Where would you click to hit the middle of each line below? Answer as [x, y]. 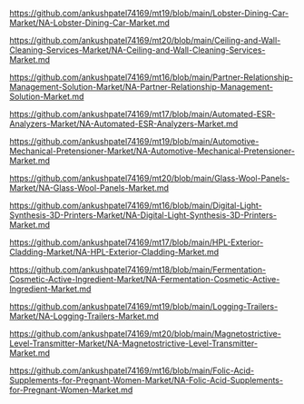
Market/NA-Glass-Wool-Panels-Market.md [89, 188]
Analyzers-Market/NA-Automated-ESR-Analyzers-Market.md [124, 123]
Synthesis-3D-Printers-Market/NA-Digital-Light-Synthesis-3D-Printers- [143, 215]
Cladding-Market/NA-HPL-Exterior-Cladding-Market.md [114, 252]
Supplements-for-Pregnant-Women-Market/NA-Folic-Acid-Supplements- [147, 380]
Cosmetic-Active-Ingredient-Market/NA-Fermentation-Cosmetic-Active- [145, 279]
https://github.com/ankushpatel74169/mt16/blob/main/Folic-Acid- [132, 370]
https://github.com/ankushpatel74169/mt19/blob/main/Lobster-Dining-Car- [149, 13]
